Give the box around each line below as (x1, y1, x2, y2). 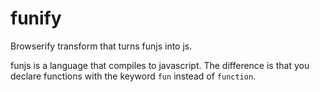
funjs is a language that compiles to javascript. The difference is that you (10, 59, 310, 71)
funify (10, 7, 62, 30)
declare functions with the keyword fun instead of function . (10, 70, 257, 82)
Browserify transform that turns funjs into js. (10, 40, 193, 52)
